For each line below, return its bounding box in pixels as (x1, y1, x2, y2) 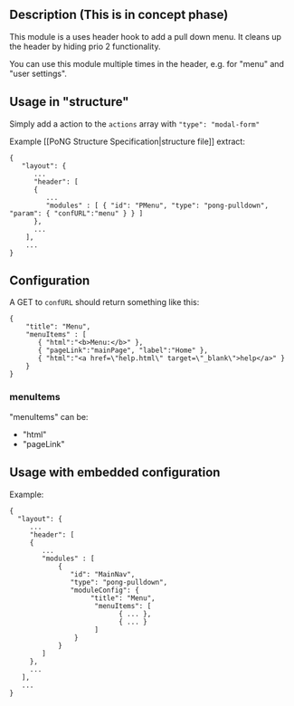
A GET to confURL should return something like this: (9, 297, 200, 308)
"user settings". (9, 68, 68, 79)
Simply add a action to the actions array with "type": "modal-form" (9, 118, 261, 129)
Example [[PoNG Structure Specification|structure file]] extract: (9, 136, 246, 147)
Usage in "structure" (9, 94, 129, 110)
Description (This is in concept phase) (9, 7, 229, 23)
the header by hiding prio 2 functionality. (9, 41, 161, 52)
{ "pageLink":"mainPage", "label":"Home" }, (37, 346, 208, 356)
